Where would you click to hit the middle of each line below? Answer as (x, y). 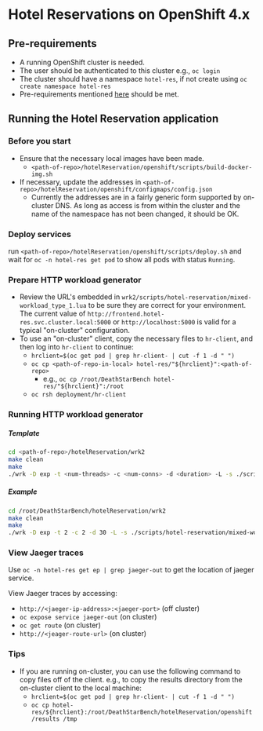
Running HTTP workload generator (76, 415)
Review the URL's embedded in (70, 297)
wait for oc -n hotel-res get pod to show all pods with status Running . (122, 259)
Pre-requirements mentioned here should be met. (99, 94)
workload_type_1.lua (53, 306)
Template (24, 433)
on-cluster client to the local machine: (81, 688)
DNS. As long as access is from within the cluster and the (148, 205)
